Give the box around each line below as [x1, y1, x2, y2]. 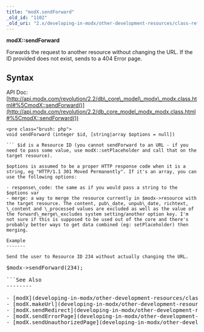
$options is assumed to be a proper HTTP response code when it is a [6, 163, 186, 170]
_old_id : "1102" [6, 15, 47, 21]
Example [6, 238, 26, 244]
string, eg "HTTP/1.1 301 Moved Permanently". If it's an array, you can [6, 169, 197, 175]
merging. [6, 227, 29, 234]
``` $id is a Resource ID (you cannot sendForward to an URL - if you [6, 142, 189, 149]
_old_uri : [6, 20, 32, 26]
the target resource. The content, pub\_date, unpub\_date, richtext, [6, 201, 189, 207]
